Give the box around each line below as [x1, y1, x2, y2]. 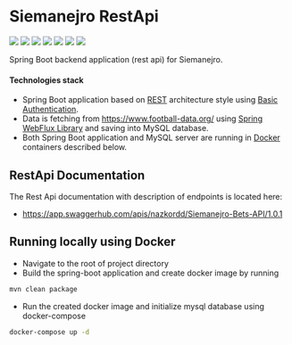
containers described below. [21, 142, 128, 152]
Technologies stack [9, 74, 84, 86]
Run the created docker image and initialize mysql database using [21, 300, 265, 311]
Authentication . [21, 104, 79, 115]
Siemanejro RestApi [9, 6, 159, 27]
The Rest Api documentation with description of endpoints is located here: [9, 191, 283, 201]
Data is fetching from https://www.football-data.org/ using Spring [21, 113, 263, 124]
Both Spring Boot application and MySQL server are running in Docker [21, 132, 281, 144]
